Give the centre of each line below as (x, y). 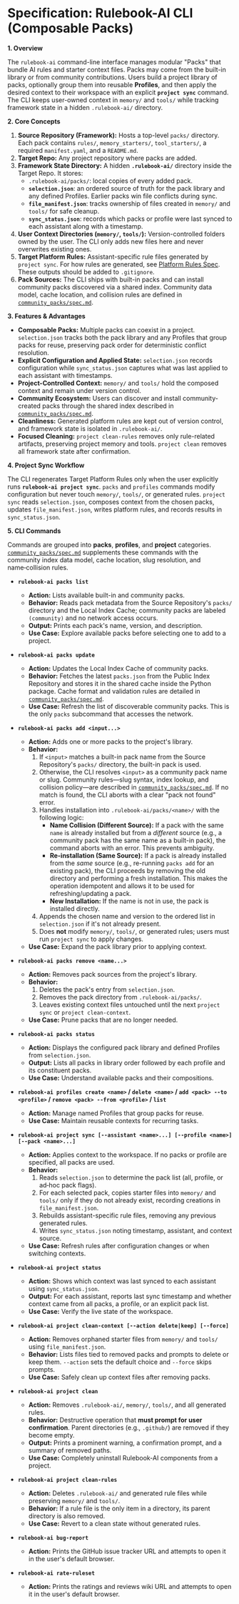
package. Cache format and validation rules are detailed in (115, 691)
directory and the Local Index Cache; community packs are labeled (127, 610)
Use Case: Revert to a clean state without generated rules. (115, 1523)
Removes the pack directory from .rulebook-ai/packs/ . (120, 997)
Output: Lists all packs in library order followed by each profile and (127, 1062)
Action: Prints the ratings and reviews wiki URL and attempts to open (130, 1586)
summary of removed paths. (70, 1450)
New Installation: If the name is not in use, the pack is (129, 901)
